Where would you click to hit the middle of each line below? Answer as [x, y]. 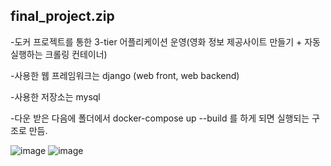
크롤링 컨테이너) [76, 54]
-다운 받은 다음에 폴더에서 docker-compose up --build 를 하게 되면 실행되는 [160, 118]
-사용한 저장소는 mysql [55, 96]
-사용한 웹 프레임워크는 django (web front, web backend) [125, 75]
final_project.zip [62, 16]
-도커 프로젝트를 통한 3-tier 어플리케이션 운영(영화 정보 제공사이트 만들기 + [156, 41]
